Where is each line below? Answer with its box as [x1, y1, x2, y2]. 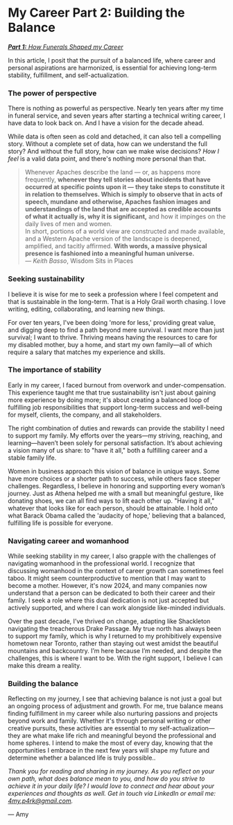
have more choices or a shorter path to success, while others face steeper [8, 474, 221, 483]
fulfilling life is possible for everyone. [8, 518, 113, 527]
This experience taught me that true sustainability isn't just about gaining [8, 388, 216, 397]
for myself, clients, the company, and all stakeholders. [8, 410, 162, 419]
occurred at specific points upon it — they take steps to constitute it [24, 183, 225, 191]
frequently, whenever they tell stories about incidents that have [24, 175, 211, 184]
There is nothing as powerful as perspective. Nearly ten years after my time [8, 104, 224, 113]
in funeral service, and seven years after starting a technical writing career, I [8, 111, 226, 120]
